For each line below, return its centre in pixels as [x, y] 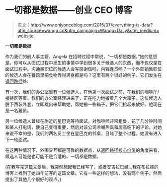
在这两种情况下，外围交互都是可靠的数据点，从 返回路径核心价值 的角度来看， [83, 150]
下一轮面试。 [18, 139]
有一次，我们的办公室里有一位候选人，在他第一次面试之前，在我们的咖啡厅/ [82, 92]
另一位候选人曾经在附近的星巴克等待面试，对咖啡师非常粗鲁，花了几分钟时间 [83, 121]
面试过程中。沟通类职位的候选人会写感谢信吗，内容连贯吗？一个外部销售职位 [83, 69]
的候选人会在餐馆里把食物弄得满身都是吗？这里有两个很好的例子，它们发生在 [83, 75]
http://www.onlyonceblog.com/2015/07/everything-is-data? [92, 25]
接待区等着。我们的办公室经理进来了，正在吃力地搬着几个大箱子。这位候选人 [83, 98]
